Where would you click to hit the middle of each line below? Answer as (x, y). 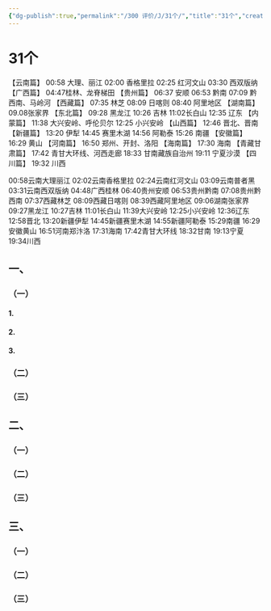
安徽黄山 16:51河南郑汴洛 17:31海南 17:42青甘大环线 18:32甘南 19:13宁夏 (126, 230)
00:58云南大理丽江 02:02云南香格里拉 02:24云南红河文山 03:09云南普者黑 (132, 180)
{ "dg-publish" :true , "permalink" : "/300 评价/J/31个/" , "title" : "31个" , (125, 16)
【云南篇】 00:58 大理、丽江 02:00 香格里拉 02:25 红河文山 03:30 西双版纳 (133, 82)
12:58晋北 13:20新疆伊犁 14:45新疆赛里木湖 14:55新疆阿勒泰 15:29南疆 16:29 (134, 221)
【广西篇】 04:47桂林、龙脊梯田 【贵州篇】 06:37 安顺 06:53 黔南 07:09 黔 (133, 92)
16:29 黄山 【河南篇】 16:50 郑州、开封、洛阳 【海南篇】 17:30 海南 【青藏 (131, 143)
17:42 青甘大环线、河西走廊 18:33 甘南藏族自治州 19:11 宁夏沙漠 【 (140, 153)
